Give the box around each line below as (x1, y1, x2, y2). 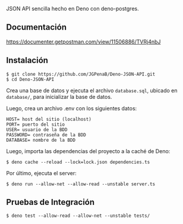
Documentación (6, 22, 67, 32)
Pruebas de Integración (6, 197, 95, 207)
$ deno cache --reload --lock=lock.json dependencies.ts (6, 159, 150, 165)
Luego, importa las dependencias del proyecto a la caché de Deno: (6, 147, 171, 154)
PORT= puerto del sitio (6, 122, 65, 127)
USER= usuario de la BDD (6, 126, 68, 133)
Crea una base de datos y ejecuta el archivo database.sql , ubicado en (6, 86, 178, 94)
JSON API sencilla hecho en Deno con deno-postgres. (6, 5, 139, 12)
